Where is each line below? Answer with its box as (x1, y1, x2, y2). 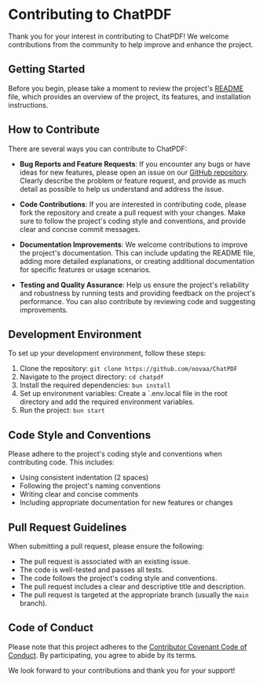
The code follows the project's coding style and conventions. (19, 574, 217, 582)
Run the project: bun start (19, 406, 105, 415)
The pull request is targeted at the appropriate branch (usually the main (19, 590, 249, 599)
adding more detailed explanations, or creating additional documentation (19, 256, 255, 266)
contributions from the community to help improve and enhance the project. (8, 39, 254, 49)
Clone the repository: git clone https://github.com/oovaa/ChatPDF (19, 364, 238, 373)
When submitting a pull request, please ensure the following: (8, 542, 204, 551)
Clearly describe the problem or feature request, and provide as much (19, 175, 247, 185)
